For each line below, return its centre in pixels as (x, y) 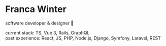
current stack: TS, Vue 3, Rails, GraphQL (47, 32)
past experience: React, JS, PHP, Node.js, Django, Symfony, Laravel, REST (83, 38)
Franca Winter (36, 9)
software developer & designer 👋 (40, 23)
